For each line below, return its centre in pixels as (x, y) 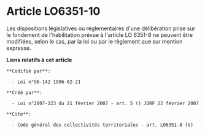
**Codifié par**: (29, 71)
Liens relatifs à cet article (39, 60)
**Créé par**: (25, 93)
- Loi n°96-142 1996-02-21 (46, 82)
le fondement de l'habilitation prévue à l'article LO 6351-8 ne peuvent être (100, 34)
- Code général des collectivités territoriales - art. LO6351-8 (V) (102, 125)
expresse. (19, 48)
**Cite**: (19, 114)
